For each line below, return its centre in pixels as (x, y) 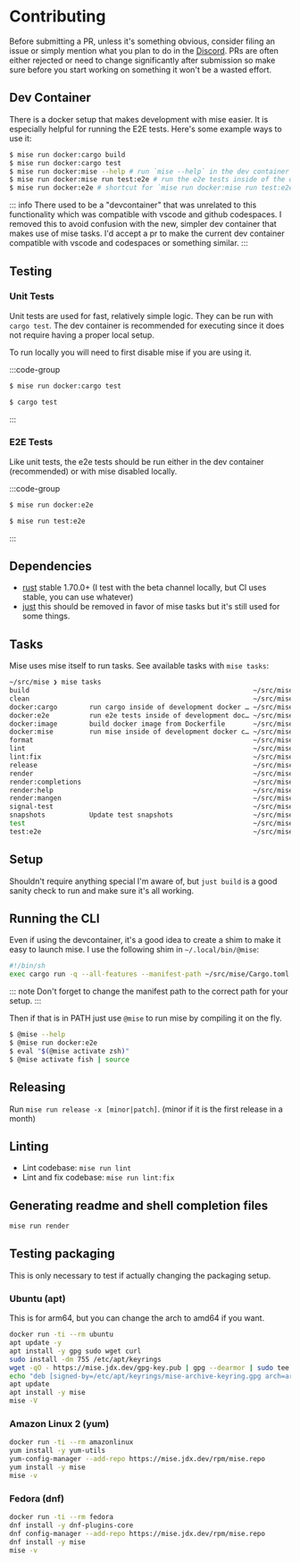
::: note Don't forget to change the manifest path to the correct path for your (149, 991)
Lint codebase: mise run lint (77, 1168)
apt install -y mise (48, 1393)
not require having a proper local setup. (82, 335)
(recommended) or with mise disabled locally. (93, 471)
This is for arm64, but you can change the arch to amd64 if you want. (137, 1318)
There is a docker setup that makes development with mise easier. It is (139, 119)
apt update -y (36, 1343)
